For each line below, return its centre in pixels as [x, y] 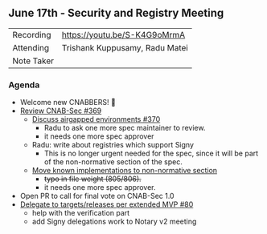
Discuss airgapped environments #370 [96, 119]
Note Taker [33, 61]
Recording [32, 34]
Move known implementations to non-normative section [125, 171]
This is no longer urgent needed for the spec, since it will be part [151, 153]
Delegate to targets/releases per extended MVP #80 [107, 204]
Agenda [24, 85]
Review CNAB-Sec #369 [61, 111]
